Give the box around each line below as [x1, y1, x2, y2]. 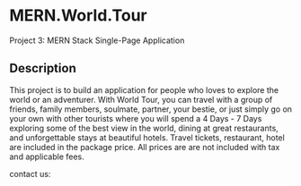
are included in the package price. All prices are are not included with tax [9, 141, 280, 152]
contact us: [9, 168, 51, 179]
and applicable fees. [9, 151, 85, 162]
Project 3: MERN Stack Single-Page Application [9, 35, 185, 46]
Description [9, 61, 76, 76]
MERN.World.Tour [9, 5, 147, 26]
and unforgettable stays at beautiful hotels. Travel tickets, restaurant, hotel [9, 131, 285, 143]
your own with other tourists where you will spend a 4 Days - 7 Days [9, 113, 262, 123]
